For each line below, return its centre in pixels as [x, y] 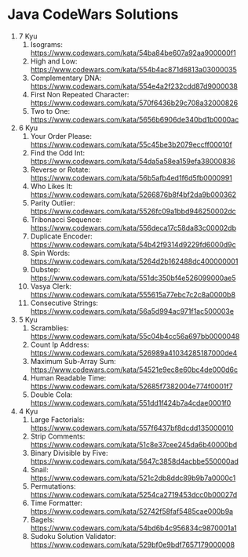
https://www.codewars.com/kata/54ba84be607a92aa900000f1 [133, 53]
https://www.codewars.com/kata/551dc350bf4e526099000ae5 [133, 278]
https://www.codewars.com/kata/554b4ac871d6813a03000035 [133, 69]
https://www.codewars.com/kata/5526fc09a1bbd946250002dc [133, 211]
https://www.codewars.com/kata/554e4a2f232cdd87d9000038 [134, 86]
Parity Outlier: [53, 202]
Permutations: [53, 486]
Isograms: [47, 44]
